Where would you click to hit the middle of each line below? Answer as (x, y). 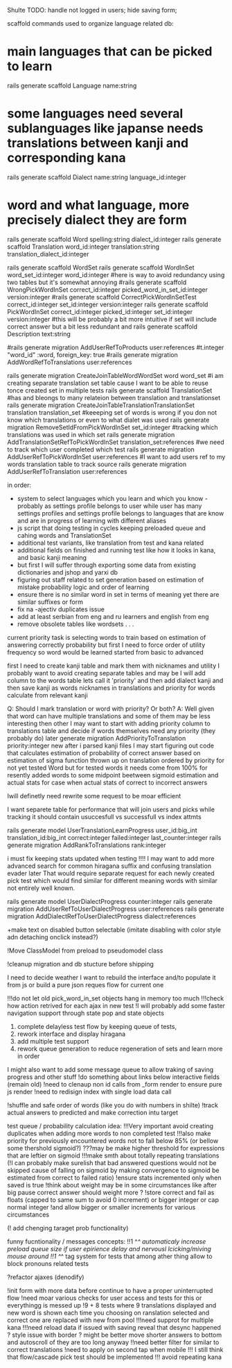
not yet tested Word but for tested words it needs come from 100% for (107, 768)
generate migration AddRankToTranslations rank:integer (87, 845)
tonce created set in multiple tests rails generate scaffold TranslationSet (110, 390)
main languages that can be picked (110, 52)
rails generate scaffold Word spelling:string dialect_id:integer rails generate (114, 239)
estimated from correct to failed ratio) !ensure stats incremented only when (114, 1178)
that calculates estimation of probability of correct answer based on (104, 752)
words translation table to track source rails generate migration (97, 464)
